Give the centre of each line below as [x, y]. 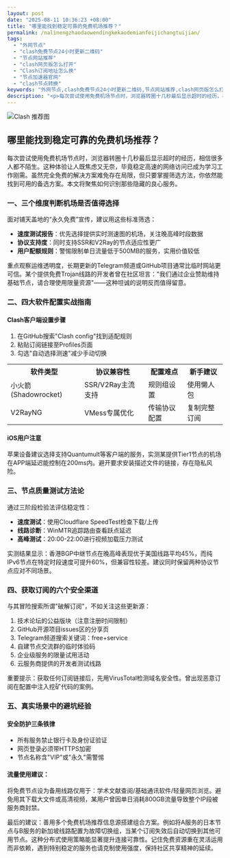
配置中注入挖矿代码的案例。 [58, 687]
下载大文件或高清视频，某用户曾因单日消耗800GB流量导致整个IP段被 [122, 799]
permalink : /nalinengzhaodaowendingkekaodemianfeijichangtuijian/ [104, 33]
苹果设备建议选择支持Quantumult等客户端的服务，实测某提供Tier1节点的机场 [114, 454]
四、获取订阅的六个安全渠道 [53, 590]
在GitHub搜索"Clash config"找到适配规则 [74, 336]
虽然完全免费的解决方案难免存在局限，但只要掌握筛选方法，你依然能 [127, 175]
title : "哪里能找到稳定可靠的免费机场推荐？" [64, 26]
